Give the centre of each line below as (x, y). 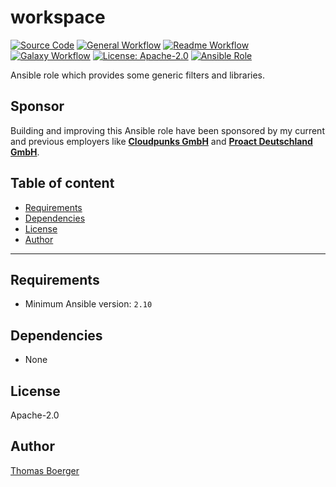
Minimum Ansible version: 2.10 (88, 304)
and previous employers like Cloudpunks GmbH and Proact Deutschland (161, 141)
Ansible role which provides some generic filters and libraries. (138, 75)
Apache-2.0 (35, 415)
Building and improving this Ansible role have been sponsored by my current (167, 130)
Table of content (62, 183)
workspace (58, 17)
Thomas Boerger (45, 470)
